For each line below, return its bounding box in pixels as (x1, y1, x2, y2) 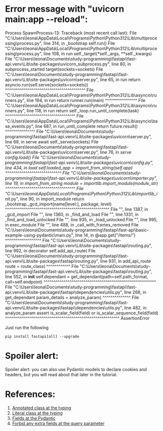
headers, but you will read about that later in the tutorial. (5, 371, 118, 377)
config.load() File (5, 154, 40, 160)
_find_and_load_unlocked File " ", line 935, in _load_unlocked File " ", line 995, (5, 216, 158, 223)
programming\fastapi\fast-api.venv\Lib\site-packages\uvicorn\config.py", (5, 160, 153, 165)
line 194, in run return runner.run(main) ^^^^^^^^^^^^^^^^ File (26, 97, 146, 103)
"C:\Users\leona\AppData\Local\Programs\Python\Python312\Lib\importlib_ (5, 190, 157, 196)
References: (5, 389, 55, 400)
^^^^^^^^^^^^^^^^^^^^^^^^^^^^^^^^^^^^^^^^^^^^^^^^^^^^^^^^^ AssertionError (5, 315, 150, 321)
